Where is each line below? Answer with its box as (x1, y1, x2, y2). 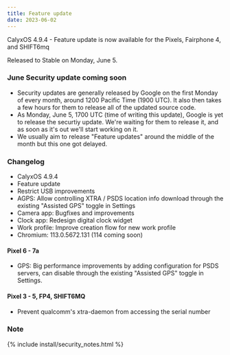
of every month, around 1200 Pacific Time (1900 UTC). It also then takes (16, 95, 222, 104)
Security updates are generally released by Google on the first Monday (16, 89, 218, 97)
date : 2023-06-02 (7, 16, 57, 23)
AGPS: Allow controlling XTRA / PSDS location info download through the (16, 194, 224, 203)
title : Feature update (7, 10, 72, 17)
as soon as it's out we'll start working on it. (16, 125, 139, 133)
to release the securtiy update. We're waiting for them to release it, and (16, 117, 218, 126)
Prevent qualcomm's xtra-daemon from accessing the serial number (16, 307, 211, 316)
